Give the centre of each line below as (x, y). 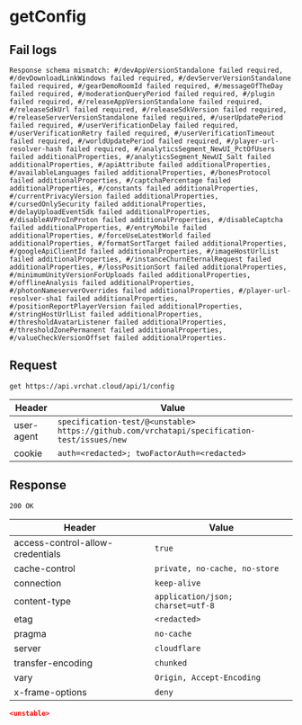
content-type (43, 601)
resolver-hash (36, 149)
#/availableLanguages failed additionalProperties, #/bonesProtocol (140, 173)
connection (38, 583)
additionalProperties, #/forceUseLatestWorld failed (110, 236)
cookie (28, 453)
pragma (30, 633)
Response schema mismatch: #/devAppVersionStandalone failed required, (146, 70)
